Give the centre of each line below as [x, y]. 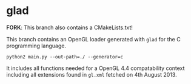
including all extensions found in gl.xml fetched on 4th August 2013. [92, 74]
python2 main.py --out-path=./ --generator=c [65, 57]
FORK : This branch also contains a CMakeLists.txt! [70, 27]
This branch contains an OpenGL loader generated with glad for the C [93, 39]
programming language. [36, 46]
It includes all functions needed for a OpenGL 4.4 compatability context [95, 68]
